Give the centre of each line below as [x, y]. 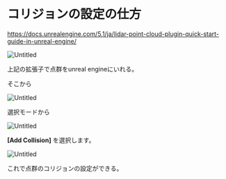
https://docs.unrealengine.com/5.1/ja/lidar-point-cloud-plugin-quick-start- [113, 34]
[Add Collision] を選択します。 [51, 140]
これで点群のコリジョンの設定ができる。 [65, 168]
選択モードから [29, 112]
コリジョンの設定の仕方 [74, 14]
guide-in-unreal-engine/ [42, 41]
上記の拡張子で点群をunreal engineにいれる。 [72, 69]
